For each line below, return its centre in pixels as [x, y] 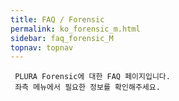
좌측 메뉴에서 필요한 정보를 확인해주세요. [87, 87]
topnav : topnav [42, 47]
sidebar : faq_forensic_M [62, 38]
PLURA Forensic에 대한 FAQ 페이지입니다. [92, 77]
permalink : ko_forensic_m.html [75, 29]
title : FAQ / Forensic [57, 19]
